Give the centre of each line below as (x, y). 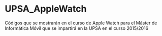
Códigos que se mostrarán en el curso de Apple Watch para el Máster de (81, 23)
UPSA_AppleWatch (46, 9)
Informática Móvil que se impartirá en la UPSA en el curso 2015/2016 (77, 28)
